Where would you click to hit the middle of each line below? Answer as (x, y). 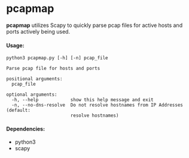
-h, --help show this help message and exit (83, 100)
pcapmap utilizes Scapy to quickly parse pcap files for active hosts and (94, 25)
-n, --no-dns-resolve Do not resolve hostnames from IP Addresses (97, 105)
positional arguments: (34, 79)
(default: (19, 110)
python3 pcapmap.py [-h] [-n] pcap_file (57, 58)
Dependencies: (26, 129)
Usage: (16, 45)
